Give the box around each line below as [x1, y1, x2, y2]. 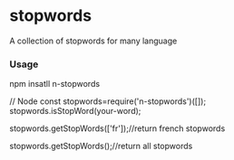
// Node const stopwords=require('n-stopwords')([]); [9, 96, 207, 107]
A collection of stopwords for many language [9, 35, 178, 46]
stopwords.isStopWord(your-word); [9, 106, 141, 117]
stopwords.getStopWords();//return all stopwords [9, 141, 193, 152]
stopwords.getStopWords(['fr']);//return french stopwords [9, 123, 226, 134]
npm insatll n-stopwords [9, 79, 101, 89]
